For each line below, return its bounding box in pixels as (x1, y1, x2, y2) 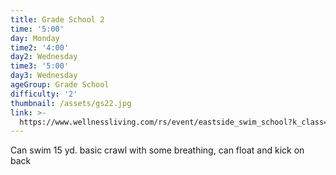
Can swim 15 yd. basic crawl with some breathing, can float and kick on (10, 144, 305, 156)
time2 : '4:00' (10, 42, 70, 53)
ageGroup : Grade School (10, 80, 110, 90)
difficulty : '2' (10, 89, 78, 99)
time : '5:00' (10, 24, 65, 34)
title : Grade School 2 (10, 14, 105, 25)
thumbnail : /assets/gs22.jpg (10, 98, 132, 108)
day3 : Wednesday (10, 71, 78, 81)
